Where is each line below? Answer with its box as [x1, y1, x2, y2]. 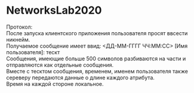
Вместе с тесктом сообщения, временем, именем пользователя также [6, 67, 188, 75]
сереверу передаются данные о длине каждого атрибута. [6, 74, 155, 81]
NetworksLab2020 [6, 4, 102, 17]
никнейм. [6, 36, 30, 43]
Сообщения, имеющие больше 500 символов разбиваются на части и [6, 55, 186, 62]
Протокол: [6, 23, 33, 30]
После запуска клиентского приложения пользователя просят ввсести [6, 29, 188, 36]
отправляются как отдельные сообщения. [6, 61, 114, 69]
